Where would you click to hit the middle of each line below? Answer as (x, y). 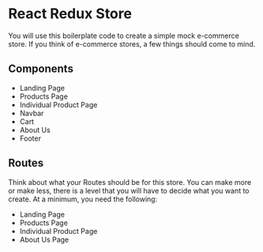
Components (41, 69)
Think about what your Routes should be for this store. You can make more (130, 182)
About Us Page (44, 239)
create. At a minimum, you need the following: (83, 199)
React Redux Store (70, 14)
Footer (30, 138)
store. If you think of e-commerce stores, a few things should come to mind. (132, 43)
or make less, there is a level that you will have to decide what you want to (129, 190)
